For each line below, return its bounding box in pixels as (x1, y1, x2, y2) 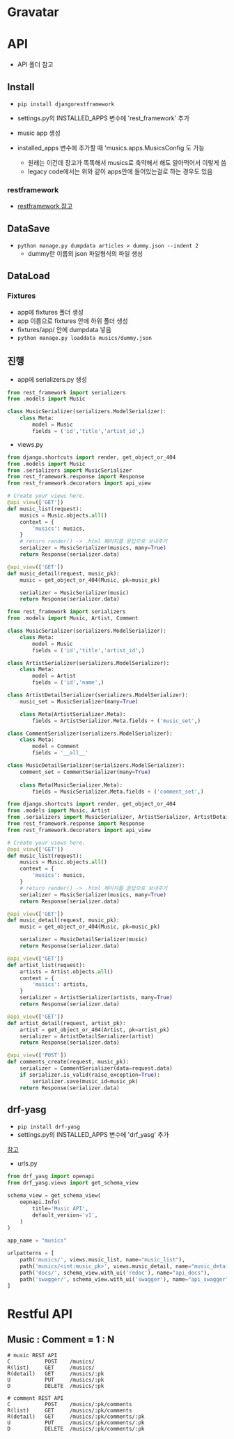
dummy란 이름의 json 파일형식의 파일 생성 (27, 250, 143, 258)
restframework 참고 (17, 202, 73, 210)
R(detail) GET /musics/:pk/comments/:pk (7, 1413, 145, 1420)
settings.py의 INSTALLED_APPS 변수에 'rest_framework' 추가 (17, 113, 190, 122)
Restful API (7, 1305, 73, 1322)
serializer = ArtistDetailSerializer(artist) (19, 1033, 155, 1040)
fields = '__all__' (32, 750, 89, 757)
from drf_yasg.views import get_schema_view (7, 1180, 139, 1187)
